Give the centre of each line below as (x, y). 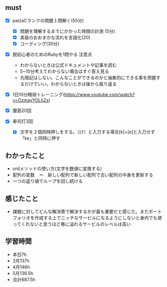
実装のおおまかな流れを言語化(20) (55, 37)
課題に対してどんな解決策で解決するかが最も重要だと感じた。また (80, 211)
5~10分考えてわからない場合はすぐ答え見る (64, 71)
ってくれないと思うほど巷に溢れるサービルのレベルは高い (72, 224)
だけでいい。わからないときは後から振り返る (70, 84)
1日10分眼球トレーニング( (39, 95)
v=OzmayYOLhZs (31, 100)
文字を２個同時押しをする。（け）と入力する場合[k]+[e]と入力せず (88, 132)
